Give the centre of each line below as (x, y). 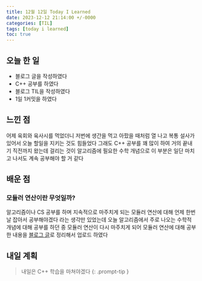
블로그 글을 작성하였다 (41, 76)
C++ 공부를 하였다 (37, 84)
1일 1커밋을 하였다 (36, 99)
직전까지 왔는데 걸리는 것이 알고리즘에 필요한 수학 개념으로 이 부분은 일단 (98, 150)
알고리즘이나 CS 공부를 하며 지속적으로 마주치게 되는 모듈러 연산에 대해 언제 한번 (101, 212)
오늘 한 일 (23, 60)
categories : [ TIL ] (29, 23)
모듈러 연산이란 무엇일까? (41, 198)
